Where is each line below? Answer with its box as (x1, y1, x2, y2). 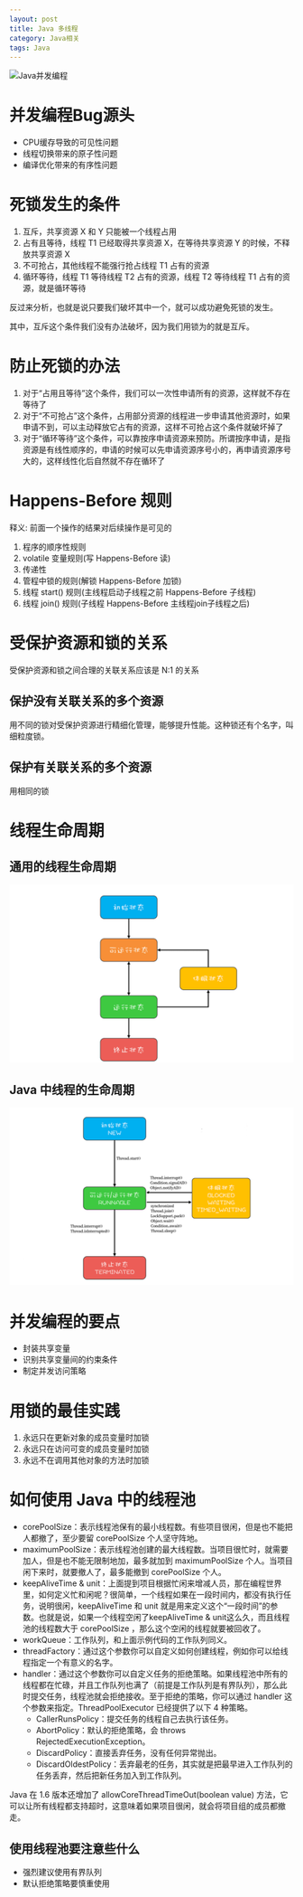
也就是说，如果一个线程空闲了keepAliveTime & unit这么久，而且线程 (38, 1612, 290, 1623)
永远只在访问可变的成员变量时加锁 (22, 1443, 150, 1455)
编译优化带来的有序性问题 (22, 159, 118, 171)
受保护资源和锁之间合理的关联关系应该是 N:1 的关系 (9, 665, 200, 675)
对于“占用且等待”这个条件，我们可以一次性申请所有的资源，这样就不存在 (22, 388, 291, 399)
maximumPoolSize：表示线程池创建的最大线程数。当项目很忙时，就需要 (22, 1544, 289, 1555)
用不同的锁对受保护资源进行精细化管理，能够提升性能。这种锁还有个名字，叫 (9, 719, 294, 730)
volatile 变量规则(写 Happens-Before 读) (22, 552, 171, 563)
